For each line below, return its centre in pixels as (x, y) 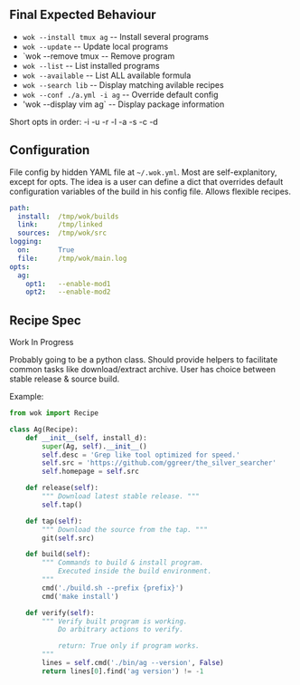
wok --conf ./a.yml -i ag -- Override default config (120, 94)
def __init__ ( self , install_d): (86, 438)
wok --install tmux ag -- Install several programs (116, 36)
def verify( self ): (60, 613)
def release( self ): (62, 488)
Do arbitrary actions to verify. (120, 630)
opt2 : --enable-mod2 (68, 292)
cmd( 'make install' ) (80, 596)
